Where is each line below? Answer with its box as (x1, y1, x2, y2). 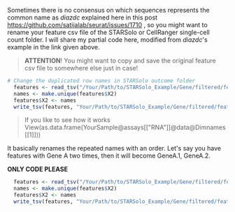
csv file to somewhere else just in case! (24, 64, 138, 72)
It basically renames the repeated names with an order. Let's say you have (7, 144, 222, 153)
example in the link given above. (7, 43, 100, 51)
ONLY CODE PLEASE (7, 165, 69, 174)
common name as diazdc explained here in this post (7, 13, 158, 22)
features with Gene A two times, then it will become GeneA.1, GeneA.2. (7, 151, 211, 160)
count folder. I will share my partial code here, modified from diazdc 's (7, 36, 208, 44)
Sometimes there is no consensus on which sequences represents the (7, 6, 210, 14)
